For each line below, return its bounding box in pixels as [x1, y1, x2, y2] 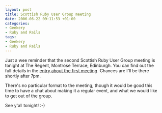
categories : [5, 21, 29, 26]
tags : [5, 35, 16, 40]
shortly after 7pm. [5, 73, 41, 79]
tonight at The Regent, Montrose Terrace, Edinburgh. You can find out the [5, 62, 154, 68]
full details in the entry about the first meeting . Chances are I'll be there [5, 67, 149, 74]
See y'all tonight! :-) [5, 102, 45, 108]
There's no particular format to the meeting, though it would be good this [5, 82, 153, 88]
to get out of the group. [5, 93, 53, 99]
